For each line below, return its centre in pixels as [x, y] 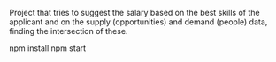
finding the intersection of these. [69, 31]
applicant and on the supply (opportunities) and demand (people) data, [138, 22]
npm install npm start [48, 48]
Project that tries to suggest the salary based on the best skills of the [134, 13]
